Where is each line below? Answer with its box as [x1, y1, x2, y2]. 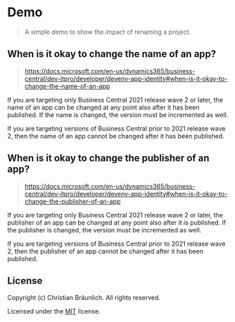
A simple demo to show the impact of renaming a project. [24, 28, 191, 36]
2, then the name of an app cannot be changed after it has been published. [7, 131, 225, 140]
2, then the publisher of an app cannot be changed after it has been [7, 246, 204, 255]
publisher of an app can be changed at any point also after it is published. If [7, 218, 227, 227]
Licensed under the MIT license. [7, 307, 101, 316]
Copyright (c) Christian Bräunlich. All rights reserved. [7, 294, 160, 302]
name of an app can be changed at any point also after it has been [7, 103, 200, 112]
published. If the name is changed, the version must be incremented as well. [7, 110, 229, 119]
